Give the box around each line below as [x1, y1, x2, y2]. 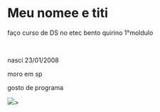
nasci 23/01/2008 [7, 55, 59, 65]
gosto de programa [7, 83, 64, 91]
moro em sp [7, 69, 43, 78]
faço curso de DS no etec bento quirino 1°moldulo [7, 28, 154, 37]
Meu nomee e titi [7, 5, 108, 21]
